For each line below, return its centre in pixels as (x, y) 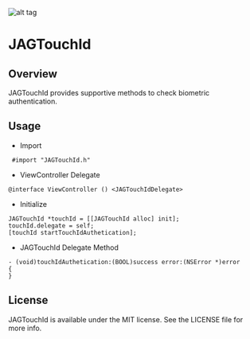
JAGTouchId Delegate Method (69, 247)
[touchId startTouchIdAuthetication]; (72, 232)
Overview (33, 74)
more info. (25, 328)
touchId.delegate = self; (51, 226)
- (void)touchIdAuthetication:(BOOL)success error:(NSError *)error (124, 262)
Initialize (33, 204)
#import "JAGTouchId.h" (51, 160)
